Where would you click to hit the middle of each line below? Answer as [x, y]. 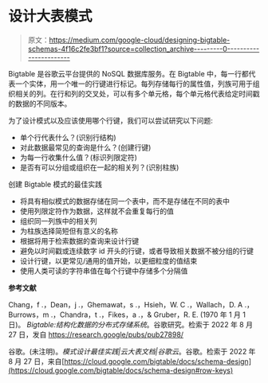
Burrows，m [29, 315]
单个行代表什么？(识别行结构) [68, 137]
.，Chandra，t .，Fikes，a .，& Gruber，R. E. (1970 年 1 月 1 [148, 315]
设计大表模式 [51, 16]
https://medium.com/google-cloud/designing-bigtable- [140, 40]
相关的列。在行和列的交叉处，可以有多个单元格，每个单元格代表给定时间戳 [137, 93]
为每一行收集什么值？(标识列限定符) [79, 157]
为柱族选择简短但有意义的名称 [69, 231]
